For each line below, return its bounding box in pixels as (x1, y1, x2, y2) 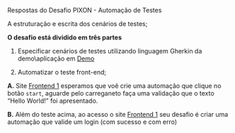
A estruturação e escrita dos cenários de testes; (7, 20, 148, 27)
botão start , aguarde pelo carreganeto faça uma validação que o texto (7, 89, 214, 97)
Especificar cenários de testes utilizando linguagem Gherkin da (17, 47, 202, 55)
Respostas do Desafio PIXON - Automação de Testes (7, 6, 162, 14)
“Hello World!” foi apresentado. (7, 96, 98, 105)
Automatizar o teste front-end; (17, 68, 107, 76)
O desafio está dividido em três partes (7, 33, 122, 42)
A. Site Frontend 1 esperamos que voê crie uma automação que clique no (7, 82, 222, 90)
